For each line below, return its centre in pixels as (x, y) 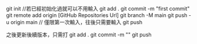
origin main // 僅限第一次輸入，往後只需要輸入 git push (77, 22)
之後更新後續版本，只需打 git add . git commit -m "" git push (79, 35)
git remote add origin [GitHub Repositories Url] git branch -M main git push (97, 15)
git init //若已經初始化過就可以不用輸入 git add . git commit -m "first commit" (98, 9)
